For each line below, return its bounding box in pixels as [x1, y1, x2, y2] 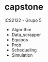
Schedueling [11, 47, 37, 53]
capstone [4, 1, 44, 12]
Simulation [11, 52, 33, 58]
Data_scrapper [11, 32, 41, 37]
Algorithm [11, 26, 32, 32]
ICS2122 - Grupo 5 [4, 17, 42, 23]
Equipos [11, 37, 28, 42]
